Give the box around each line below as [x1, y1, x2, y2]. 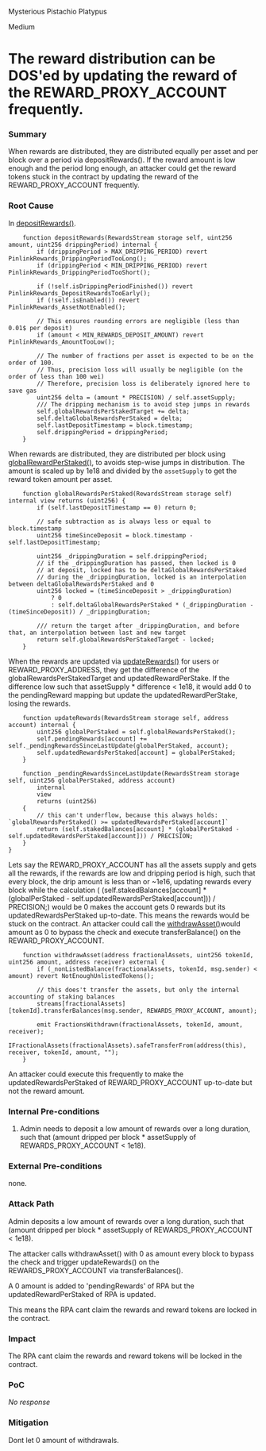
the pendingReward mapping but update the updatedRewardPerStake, [8, 690, 238, 699]
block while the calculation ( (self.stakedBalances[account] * [8, 885, 207, 895]
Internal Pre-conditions [8, 1106, 100, 1117]
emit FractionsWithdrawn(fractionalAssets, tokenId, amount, [37, 1020, 244, 1029]
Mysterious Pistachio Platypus [8, 7, 107, 16]
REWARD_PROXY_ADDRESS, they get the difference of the [8, 664, 200, 674]
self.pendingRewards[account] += [37, 734, 148, 743]
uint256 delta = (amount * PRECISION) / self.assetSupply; [37, 393, 237, 402]
